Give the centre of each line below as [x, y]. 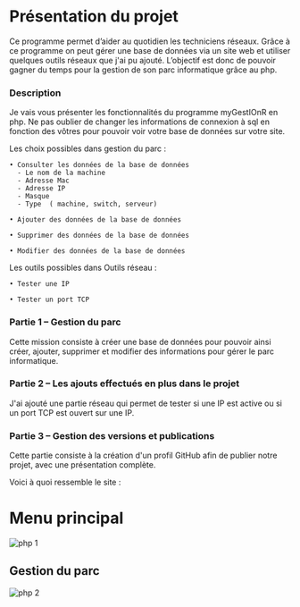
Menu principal [67, 518]
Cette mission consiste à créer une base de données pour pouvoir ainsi [140, 341]
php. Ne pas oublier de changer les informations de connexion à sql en [140, 122]
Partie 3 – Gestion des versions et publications [112, 435]
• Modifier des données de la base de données [97, 251]
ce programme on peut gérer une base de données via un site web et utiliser [150, 50]
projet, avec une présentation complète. [83, 465]
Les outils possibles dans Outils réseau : [83, 268]
